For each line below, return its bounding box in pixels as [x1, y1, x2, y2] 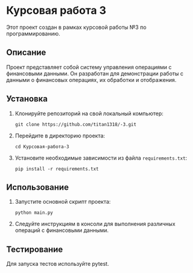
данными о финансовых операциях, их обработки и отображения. [6, 76, 177, 83]
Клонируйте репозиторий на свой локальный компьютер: [14, 110, 164, 117]
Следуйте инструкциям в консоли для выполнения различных [14, 221, 176, 228]
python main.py [14, 210, 54, 216]
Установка [6, 94, 48, 104]
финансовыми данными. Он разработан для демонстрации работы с [6, 70, 183, 77]
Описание [6, 48, 46, 58]
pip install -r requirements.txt [14, 166, 99, 172]
